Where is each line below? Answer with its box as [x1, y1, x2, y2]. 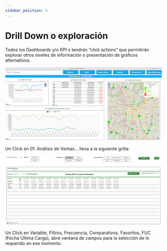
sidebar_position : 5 [5, 8, 48, 13]
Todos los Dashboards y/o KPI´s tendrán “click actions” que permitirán [5, 46, 149, 52]
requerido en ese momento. [5, 240, 62, 246]
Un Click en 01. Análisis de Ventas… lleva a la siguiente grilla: [5, 145, 130, 151]
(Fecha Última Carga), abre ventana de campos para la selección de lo [5, 235, 150, 241]
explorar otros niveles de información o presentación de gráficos [5, 52, 138, 58]
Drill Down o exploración [5, 30, 108, 41]
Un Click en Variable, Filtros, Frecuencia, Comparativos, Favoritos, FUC [5, 230, 151, 236]
